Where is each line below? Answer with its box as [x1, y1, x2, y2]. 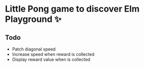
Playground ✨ [5, 14, 62, 25]
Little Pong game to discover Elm [5, 3, 140, 15]
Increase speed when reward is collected [12, 51, 95, 57]
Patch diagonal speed [12, 46, 56, 52]
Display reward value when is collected [12, 57, 91, 62]
